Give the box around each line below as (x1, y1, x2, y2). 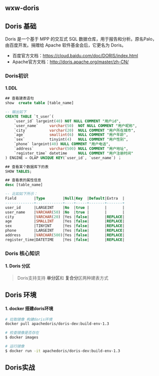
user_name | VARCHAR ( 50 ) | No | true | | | (5, 209, 125, 214)
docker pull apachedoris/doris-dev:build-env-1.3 (5, 321, 110, 327)
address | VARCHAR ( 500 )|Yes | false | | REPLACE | (5, 233, 125, 238)
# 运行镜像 (5, 344, 25, 349)
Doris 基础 (5, 22, 37, 30)
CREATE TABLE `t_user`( (5, 114, 54, 119)
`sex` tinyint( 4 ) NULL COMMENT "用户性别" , (14, 137, 128, 142)
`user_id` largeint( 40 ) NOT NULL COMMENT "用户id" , (14, 119, 121, 124)
